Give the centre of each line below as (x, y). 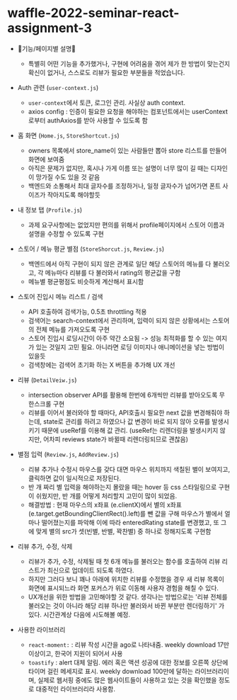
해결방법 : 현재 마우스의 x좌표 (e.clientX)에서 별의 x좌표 (105, 504)
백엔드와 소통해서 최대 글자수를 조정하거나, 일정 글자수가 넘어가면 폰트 (125, 186)
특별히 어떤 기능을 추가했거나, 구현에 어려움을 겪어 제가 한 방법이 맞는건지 (129, 63)
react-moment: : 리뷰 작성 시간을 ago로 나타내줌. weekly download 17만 (129, 644)
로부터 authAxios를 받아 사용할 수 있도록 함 (88, 120)
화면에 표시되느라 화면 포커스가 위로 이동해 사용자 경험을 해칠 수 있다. (123, 588)
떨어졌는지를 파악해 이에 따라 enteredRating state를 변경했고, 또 (130, 522)
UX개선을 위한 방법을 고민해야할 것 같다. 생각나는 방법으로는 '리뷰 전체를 (128, 597)
